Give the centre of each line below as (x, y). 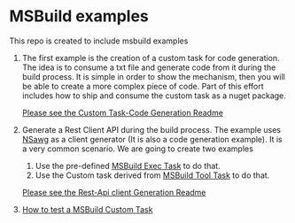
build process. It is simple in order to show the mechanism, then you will (153, 76)
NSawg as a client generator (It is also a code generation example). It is (152, 139)
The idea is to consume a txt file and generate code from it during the (149, 67)
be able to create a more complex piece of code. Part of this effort (143, 86)
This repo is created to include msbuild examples (99, 41)
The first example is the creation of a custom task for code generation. (151, 58)
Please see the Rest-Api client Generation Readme (114, 192)
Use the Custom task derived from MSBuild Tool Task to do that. (152, 175)
